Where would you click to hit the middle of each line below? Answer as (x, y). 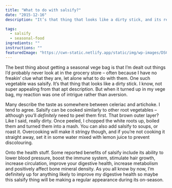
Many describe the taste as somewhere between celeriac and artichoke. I (83, 104)
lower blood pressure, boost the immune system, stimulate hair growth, (80, 158)
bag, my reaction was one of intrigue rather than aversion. (67, 94)
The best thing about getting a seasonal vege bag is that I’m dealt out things (85, 67)
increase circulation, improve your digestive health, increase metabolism (82, 163)
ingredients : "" (23, 43)
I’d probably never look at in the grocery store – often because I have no (81, 73)
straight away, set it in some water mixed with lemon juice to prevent (78, 137)
